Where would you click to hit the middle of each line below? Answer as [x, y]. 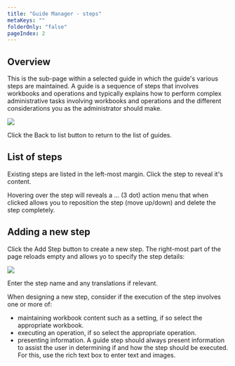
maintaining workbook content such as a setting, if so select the [110, 318]
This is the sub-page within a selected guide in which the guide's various [113, 79]
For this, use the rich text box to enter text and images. [96, 355]
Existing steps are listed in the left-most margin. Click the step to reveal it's [115, 174]
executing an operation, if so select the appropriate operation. [107, 332]
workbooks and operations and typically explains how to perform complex [115, 94]
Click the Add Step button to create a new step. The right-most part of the [114, 249]
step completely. [31, 210]
